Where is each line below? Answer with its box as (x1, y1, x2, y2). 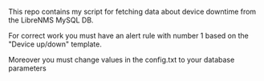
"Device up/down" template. (8, 39, 102, 49)
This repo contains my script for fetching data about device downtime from (8, 7, 257, 16)
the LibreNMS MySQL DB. (8, 15, 94, 25)
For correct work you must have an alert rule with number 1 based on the (8, 31, 249, 40)
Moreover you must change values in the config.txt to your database (8, 55, 235, 64)
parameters (8, 63, 47, 73)
